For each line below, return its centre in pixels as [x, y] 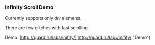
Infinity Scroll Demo [29, 7]
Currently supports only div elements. [43, 18]
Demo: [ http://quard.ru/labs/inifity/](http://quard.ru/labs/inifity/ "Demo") [78, 37]
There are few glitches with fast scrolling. [47, 28]
